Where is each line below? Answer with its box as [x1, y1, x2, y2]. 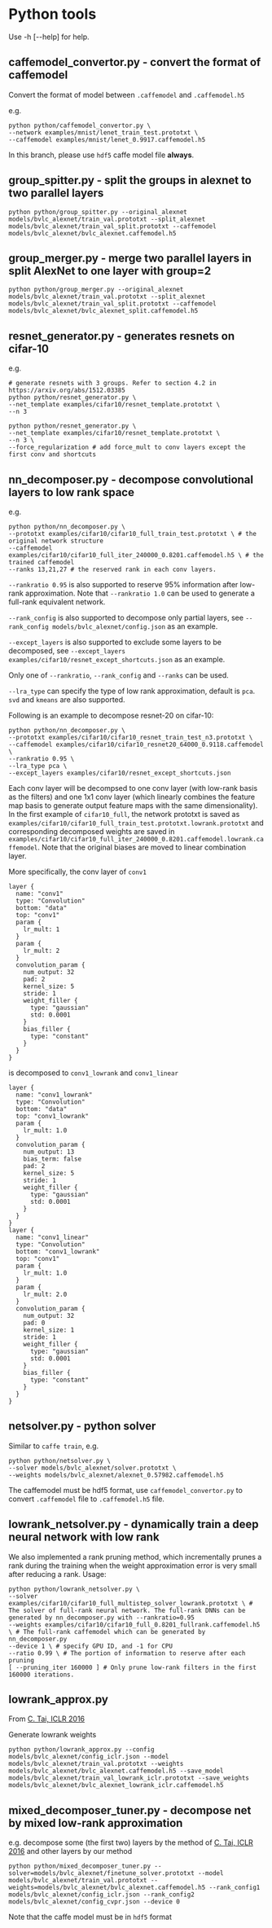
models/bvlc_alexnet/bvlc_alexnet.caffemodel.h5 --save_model [8, 1767, 224, 1776]
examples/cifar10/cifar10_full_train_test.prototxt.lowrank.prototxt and [8, 818, 265, 828]
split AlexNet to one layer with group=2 [8, 264, 212, 278]
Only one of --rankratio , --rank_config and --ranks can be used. [8, 670, 230, 680]
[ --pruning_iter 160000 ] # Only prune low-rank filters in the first [8, 1663, 257, 1671]
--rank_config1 [208, 1883, 261, 1892]
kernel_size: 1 [23, 1326, 75, 1334]
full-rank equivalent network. [8, 597, 106, 607]
